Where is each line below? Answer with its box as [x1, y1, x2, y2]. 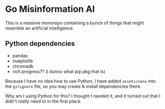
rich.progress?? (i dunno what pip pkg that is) [12, 68, 106, 74]
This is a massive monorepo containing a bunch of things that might [5, 20, 144, 26]
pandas [12, 53, 28, 58]
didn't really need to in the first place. [5, 98, 82, 104]
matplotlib [12, 58, 33, 64]
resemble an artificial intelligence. [5, 25, 75, 31]
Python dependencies [5, 40, 76, 48]
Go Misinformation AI [5, 3, 95, 15]
